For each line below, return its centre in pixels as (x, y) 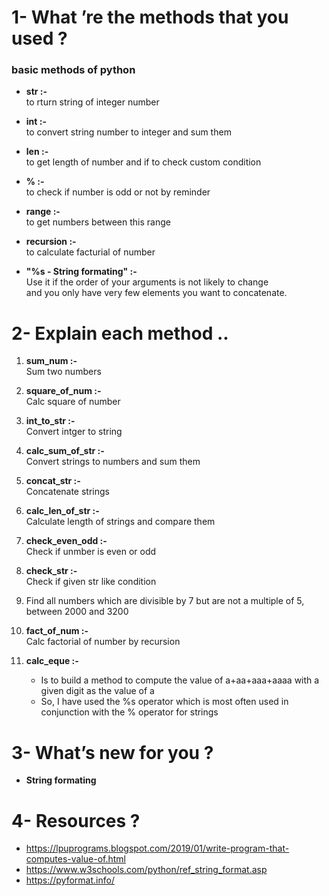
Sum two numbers (63, 372)
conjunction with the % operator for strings (129, 712)
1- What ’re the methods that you (150, 17)
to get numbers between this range (98, 222)
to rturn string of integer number (92, 102)
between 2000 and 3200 (77, 612)
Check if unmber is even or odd (91, 552)
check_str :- (51, 571)
